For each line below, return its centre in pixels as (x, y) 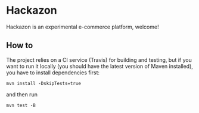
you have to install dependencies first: (53, 73)
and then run (22, 94)
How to (20, 45)
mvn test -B (21, 105)
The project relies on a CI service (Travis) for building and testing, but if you (99, 59)
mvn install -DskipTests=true (44, 83)
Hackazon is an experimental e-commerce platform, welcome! (83, 27)
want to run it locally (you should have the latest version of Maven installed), (100, 66)
